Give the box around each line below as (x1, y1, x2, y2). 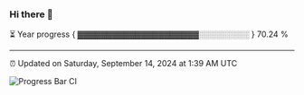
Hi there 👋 (9, 8, 54, 21)
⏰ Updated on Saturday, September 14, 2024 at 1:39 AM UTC (9, 58, 238, 69)
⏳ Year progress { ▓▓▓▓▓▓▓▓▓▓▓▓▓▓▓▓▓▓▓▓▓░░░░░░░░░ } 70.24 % (9, 29, 290, 39)
